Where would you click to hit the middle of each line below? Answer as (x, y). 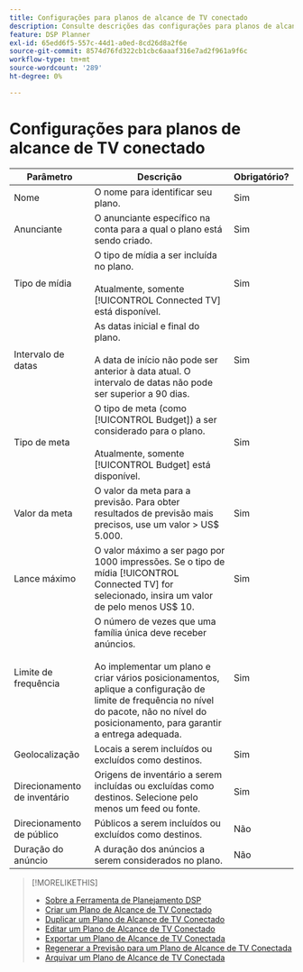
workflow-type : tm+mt (50, 60)
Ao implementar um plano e (153, 666)
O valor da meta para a (142, 491)
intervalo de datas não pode (154, 382)
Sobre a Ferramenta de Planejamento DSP (123, 900)
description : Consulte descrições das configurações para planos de (141, 26)
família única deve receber (151, 632)
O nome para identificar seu (153, 192)
